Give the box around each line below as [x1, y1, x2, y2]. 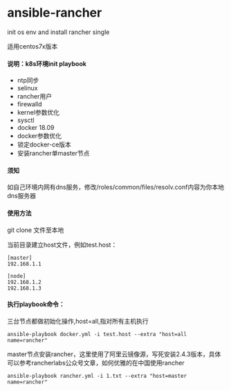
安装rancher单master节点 [17, 149, 90, 158]
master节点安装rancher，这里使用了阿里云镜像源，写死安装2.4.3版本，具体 [7, 349, 221, 358]
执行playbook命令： [7, 300, 66, 308]
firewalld [17, 100, 42, 108]
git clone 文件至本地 [7, 226, 64, 234]
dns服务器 [7, 192, 37, 200]
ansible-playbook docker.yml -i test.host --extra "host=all [7, 331, 187, 338]
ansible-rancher [7, 5, 102, 21]
